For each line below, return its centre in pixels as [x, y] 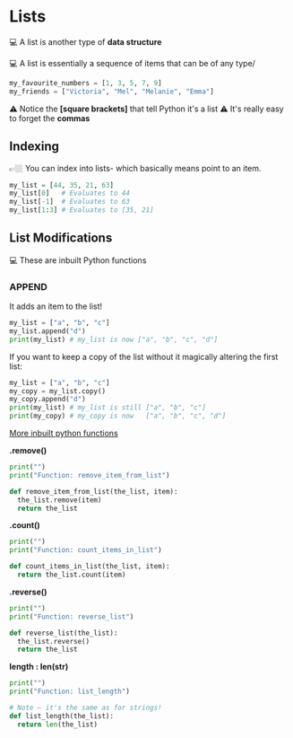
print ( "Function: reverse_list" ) [72, 617]
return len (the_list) [58, 725]
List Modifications [61, 238]
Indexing [34, 147]
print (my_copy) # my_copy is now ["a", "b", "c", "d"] [118, 416]
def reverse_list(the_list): [64, 633]
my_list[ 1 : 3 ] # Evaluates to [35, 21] [82, 210]
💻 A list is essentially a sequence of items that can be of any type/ [132, 63]
